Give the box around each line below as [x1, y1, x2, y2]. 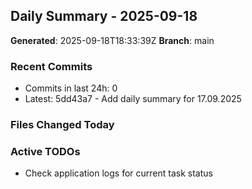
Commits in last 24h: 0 [24, 82, 118, 94]
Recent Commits [10, 59, 93, 73]
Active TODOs [10, 144, 81, 158]
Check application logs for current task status [24, 167, 213, 179]
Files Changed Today [10, 118, 115, 132]
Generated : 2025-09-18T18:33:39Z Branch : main [10, 34, 215, 46]
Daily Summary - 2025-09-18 [10, 8, 198, 25]
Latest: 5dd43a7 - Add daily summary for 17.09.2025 [24, 93, 242, 105]
